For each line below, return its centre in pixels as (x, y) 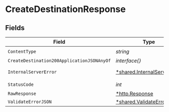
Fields (15, 28)
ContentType (22, 51)
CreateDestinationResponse (65, 9)
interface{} (128, 61)
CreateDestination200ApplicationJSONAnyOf (59, 61)
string (122, 51)
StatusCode (21, 84)
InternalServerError (32, 72)
